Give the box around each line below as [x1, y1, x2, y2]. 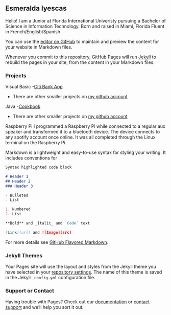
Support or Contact [5, 287, 55, 295]
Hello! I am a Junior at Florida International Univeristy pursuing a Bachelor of [5, 17, 166, 24]
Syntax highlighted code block [5, 165, 72, 170]
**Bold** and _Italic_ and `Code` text [5, 221, 90, 226]
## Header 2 [5, 178, 31, 184]
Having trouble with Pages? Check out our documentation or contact [5, 299, 150, 305]
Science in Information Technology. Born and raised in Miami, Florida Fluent [5, 23, 165, 29]
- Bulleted [5, 193, 29, 198]
